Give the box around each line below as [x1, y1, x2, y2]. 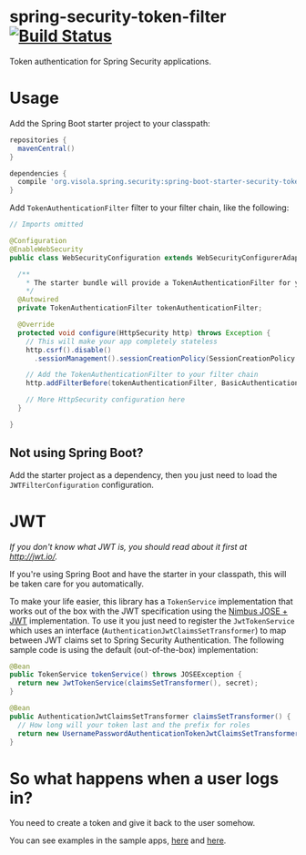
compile [17, 178, 47, 187]
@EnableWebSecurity [9, 244, 84, 254]
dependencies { [9, 168, 67, 178]
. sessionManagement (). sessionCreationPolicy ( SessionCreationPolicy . [33, 353, 300, 363]
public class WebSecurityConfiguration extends [9, 253, 194, 262]
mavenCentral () [17, 144, 76, 153]
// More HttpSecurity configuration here [25, 395, 185, 404]
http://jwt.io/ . [9, 551, 57, 562]
